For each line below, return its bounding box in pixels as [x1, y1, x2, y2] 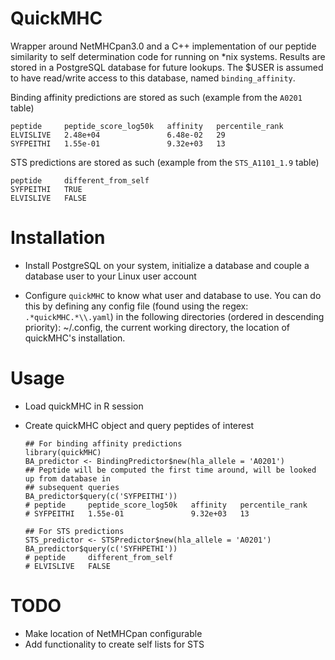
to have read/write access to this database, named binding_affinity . [10, 72, 296, 84]
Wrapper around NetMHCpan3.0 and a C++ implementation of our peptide [10, 40, 317, 52]
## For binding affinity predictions [24, 438, 183, 449]
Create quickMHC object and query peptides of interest [24, 419, 255, 431]
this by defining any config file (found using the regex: [24, 300, 249, 312]
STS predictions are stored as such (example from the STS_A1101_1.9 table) [10, 156, 320, 168]
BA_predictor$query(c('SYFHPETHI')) [24, 543, 178, 554]
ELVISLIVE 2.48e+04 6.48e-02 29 [10, 130, 226, 140]
